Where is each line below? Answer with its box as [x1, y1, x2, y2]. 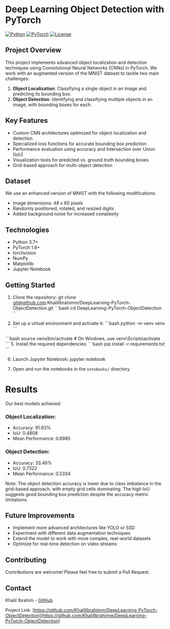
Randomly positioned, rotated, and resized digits [12, 206, 114, 212]
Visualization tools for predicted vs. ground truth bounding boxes [12, 156, 149, 163]
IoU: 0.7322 [12, 465, 38, 471]
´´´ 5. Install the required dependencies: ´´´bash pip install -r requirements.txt [5, 341, 165, 347]
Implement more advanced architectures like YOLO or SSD [12, 524, 135, 531]
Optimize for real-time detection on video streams [12, 541, 117, 547]
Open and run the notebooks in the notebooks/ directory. [12, 366, 131, 372]
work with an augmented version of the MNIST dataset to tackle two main [5, 70, 159, 76]
